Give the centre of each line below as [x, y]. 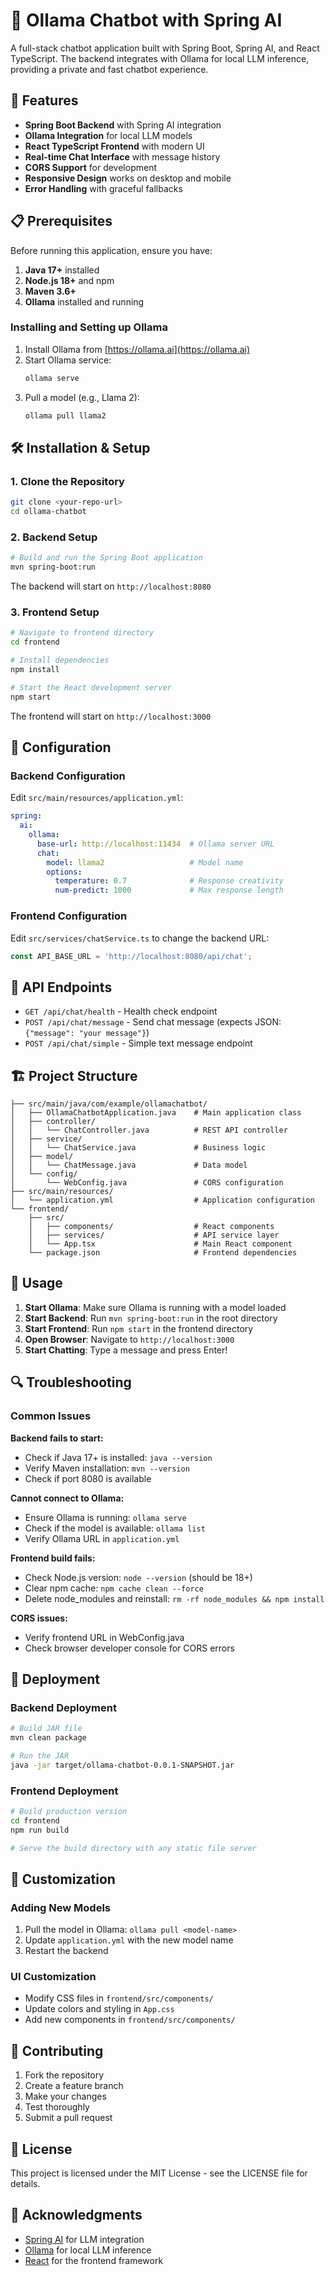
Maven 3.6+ [50, 291]
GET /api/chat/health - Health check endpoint [121, 1011]
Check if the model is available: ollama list [115, 1528]
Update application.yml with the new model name [129, 1940]
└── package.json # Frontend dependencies [163, 1253]
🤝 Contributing [57, 2050]
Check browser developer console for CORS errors [129, 1648]
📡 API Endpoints [61, 987]
